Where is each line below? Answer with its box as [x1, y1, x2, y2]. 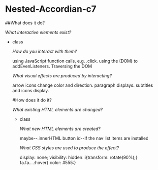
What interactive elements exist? [5, 29, 71, 35]
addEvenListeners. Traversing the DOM [12, 63, 92, 69]
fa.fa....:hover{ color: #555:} [19, 159, 76, 166]
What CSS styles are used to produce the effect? [19, 144, 119, 151]
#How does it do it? [12, 97, 52, 103]
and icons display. [12, 87, 49, 93]
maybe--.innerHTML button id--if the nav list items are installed [19, 135, 149, 141]
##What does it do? [5, 20, 45, 26]
